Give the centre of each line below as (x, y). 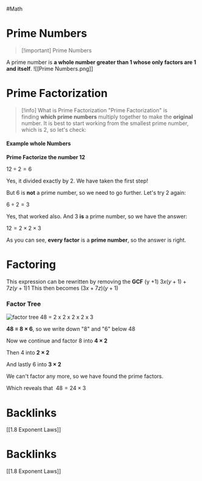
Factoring (31, 265)
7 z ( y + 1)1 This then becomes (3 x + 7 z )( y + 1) (62, 288)
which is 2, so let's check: (54, 129)
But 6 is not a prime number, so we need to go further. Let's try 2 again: (96, 193)
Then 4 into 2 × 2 (28, 353)
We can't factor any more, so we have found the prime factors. (85, 376)
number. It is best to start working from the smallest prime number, (105, 123)
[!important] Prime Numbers (57, 50)
